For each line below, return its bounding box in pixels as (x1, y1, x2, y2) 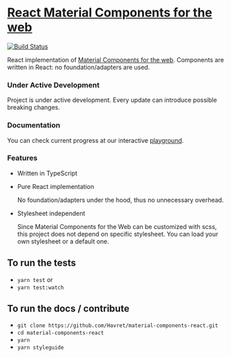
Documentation (7, 121, 61, 130)
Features (7, 153, 38, 163)
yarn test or (17, 275, 53, 284)
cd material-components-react (17, 330, 105, 337)
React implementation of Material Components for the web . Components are (7, 55, 224, 63)
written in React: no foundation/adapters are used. (7, 63, 150, 71)
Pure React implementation (17, 182, 94, 190)
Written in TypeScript (17, 169, 78, 177)
